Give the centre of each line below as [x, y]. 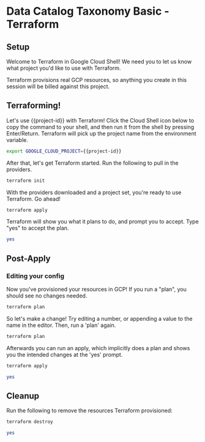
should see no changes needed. [47, 296]
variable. [17, 140]
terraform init [26, 181]
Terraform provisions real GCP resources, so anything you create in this [97, 80]
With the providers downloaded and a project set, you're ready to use [94, 192]
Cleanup [23, 396]
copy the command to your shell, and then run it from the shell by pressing [100, 127]
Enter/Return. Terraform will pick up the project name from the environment [101, 133]
